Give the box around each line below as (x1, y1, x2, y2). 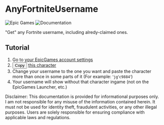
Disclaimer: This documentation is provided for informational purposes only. (5, 94, 159, 99)
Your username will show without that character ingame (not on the (12, 79, 149, 85)
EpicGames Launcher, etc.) (12, 84, 67, 90)
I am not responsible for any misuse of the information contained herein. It (5, 98, 156, 104)
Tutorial (5, 43, 30, 52)
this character (28, 62, 57, 68)
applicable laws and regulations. (5, 114, 70, 120)
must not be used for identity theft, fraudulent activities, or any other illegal (5, 104, 157, 110)
